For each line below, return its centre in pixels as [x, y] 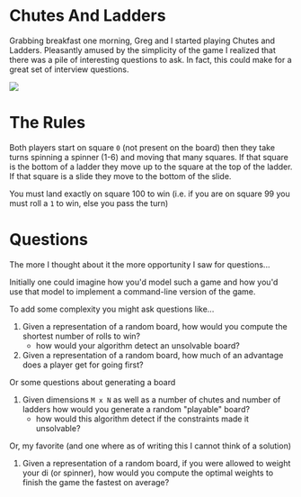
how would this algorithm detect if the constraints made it [142, 419]
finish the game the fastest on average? [96, 482]
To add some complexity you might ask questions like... [112, 309]
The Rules [48, 123]
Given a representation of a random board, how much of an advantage [153, 355]
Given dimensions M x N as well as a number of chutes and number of [151, 399]
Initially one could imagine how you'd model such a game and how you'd [144, 282]
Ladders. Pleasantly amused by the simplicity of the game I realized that [143, 50]
